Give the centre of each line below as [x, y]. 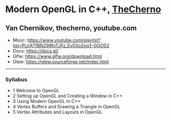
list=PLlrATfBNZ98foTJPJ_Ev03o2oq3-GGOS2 [61, 46]
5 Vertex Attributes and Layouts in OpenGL [58, 112]
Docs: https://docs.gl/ [35, 51]
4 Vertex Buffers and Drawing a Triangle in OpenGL [66, 107]
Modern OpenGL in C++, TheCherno [83, 9]
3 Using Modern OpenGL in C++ [47, 101]
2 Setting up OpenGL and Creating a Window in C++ [68, 96]
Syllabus [16, 79]
